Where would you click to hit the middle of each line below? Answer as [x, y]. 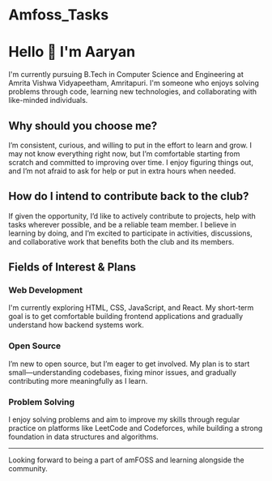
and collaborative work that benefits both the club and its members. [121, 241]
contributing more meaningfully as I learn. [78, 381]
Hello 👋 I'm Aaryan [72, 52]
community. [28, 469]
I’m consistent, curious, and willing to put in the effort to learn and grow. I [130, 145]
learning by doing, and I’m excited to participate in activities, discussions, [130, 233]
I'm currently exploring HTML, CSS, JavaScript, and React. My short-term [131, 308]
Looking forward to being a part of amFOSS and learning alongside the [126, 460]
